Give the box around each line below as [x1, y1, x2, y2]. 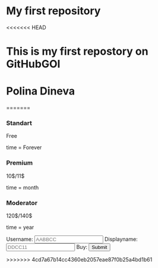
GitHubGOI [6, 58, 61, 71]
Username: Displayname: [6, 235, 138, 242]
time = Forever [6, 144, 42, 151]
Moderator [6, 198, 37, 207]
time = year [6, 223, 34, 231]
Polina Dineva [6, 84, 75, 98]
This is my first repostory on [6, 45, 148, 58]
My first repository [6, 4, 101, 18]
